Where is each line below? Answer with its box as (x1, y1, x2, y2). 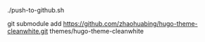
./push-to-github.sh (7, 6, 65, 14)
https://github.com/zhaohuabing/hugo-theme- (63, 20, 199, 27)
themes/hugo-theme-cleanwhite (49, 27, 144, 35)
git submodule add (7, 20, 62, 27)
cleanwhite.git (7, 27, 49, 35)
